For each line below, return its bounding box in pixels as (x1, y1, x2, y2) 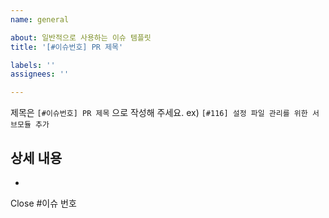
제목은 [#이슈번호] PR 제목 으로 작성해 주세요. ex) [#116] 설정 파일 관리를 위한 (10, 107, 308, 119)
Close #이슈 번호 (10, 197, 77, 209)
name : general (10, 14, 70, 25)
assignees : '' (10, 69, 70, 80)
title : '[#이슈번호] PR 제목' (10, 42, 124, 52)
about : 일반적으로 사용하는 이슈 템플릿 (10, 32, 152, 43)
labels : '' (10, 60, 56, 70)
